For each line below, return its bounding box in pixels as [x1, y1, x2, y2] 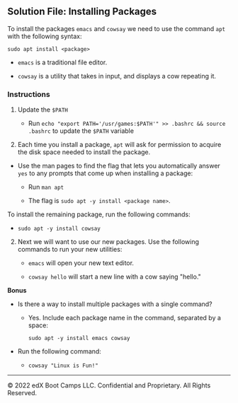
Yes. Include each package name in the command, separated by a [28, 314, 222, 322]
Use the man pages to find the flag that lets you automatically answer [17, 162, 221, 170]
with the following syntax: [7, 32, 83, 40]
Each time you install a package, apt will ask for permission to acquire [17, 141, 222, 149]
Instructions [7, 89, 51, 99]
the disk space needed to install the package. [17, 148, 151, 156]
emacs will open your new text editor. [28, 259, 135, 267]
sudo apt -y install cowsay [17, 226, 101, 233]
